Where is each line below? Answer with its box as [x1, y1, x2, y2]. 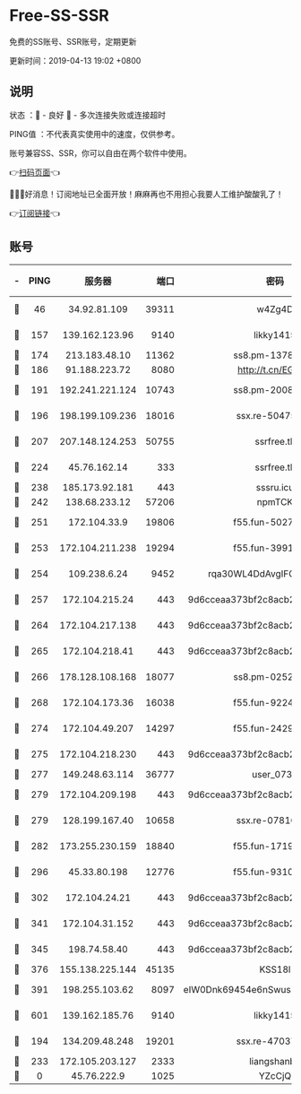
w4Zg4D [256, 302, 294, 315]
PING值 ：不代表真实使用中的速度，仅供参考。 [9, 128, 180, 139]
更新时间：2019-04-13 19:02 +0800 [9, 55, 142, 65]
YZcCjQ [258, 1069, 292, 1081]
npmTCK [256, 495, 294, 508]
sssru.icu [255, 481, 295, 493]
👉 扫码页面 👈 [9, 167, 61, 178]
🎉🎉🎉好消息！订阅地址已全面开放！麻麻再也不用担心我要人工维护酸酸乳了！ [9, 188, 284, 199]
